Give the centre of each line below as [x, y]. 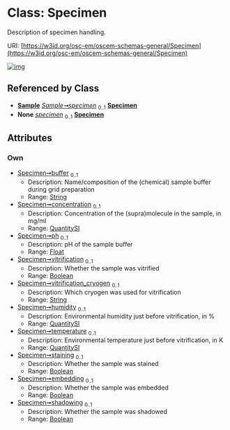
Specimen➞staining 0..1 [50, 355]
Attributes [30, 138]
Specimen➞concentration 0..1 [59, 205]
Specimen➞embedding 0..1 [55, 379]
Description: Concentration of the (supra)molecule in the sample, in [124, 213]
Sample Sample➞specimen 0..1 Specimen [77, 106]
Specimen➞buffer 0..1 [48, 174]
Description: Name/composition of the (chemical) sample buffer [119, 182]
